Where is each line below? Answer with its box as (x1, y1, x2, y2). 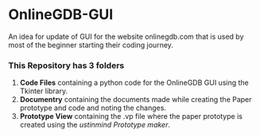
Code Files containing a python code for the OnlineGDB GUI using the (19, 78, 249, 88)
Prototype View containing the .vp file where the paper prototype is (19, 112, 243, 121)
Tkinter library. (19, 86, 68, 96)
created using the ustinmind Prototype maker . (19, 120, 171, 130)
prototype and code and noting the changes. (19, 103, 167, 112)
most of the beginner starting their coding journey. (8, 40, 173, 49)
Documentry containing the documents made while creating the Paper (19, 95, 252, 105)
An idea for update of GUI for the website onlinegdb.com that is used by (8, 32, 244, 41)
